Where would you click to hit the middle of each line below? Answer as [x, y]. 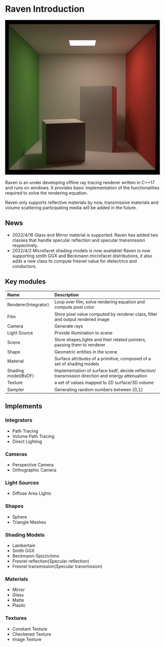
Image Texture [27, 639]
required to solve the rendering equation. [47, 193]
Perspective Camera [33, 465]
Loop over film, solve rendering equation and [99, 302]
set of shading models [77, 364]
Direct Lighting [27, 441]
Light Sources [22, 483]
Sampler [16, 389]
